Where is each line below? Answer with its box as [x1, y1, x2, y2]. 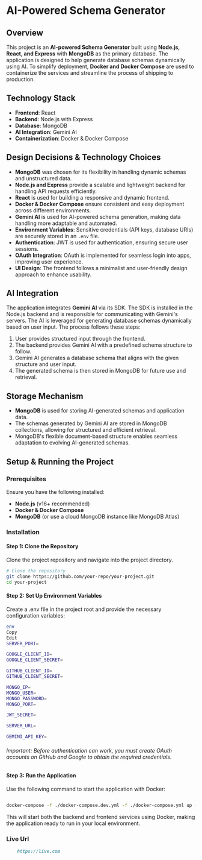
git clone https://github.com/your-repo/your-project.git [6, 574, 155, 580]
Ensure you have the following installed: [6, 488, 105, 495]
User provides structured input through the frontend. [14, 335, 145, 343]
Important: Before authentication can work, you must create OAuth [6, 747, 173, 754]
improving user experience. [14, 258, 83, 265]
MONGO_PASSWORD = [6, 695, 47, 701]
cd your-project [6, 579, 47, 585]
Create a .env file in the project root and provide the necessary [6, 605, 162, 613]
